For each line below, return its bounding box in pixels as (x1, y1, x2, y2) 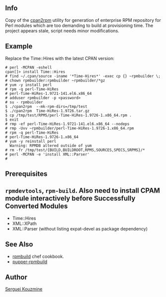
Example (5, 42, 33, 51)
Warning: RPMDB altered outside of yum (9, 143, 92, 148)
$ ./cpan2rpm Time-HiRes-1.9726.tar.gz (5, 108, 90, 113)
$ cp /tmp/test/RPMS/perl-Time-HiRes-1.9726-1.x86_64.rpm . (5, 113, 132, 118)
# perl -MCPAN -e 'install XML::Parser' (5, 151, 90, 157)
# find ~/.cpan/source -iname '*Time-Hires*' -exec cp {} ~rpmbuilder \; (5, 74, 161, 78)
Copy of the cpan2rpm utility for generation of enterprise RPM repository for (5, 17, 161, 23)
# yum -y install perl (5, 82, 52, 87)
